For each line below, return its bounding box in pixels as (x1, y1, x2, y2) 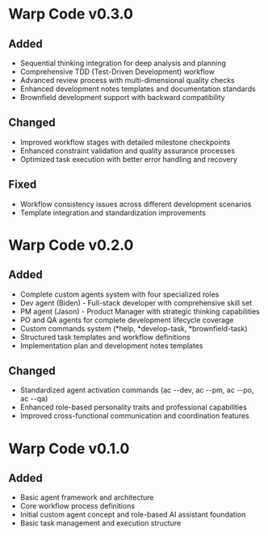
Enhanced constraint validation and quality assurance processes (19, 146, 236, 156)
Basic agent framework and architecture (19, 492, 154, 502)
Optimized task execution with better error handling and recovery (19, 154, 238, 164)
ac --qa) (19, 394, 48, 404)
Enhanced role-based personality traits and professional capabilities (19, 402, 248, 412)
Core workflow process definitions (19, 501, 136, 511)
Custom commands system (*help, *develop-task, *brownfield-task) (19, 323, 248, 333)
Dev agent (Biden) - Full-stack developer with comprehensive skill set (19, 297, 253, 307)
